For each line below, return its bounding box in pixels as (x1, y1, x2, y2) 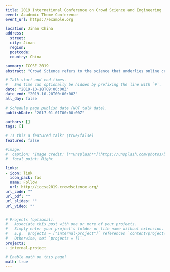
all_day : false (5, 96, 37, 101)
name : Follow (10, 180, 37, 185)
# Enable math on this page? (5, 254, 67, 259)
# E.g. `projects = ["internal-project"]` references (5, 231, 125, 236)
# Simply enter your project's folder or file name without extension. (5, 226, 164, 231)
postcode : (10, 49, 30, 55)
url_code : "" (5, 189, 33, 194)
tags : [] (5, 124, 24, 129)
